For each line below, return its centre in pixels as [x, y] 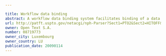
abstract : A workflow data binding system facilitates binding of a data [83, 18]
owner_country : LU [24, 42]
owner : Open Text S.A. [28, 28]
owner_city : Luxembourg [30, 37]
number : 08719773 [23, 32]
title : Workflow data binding [36, 14]
